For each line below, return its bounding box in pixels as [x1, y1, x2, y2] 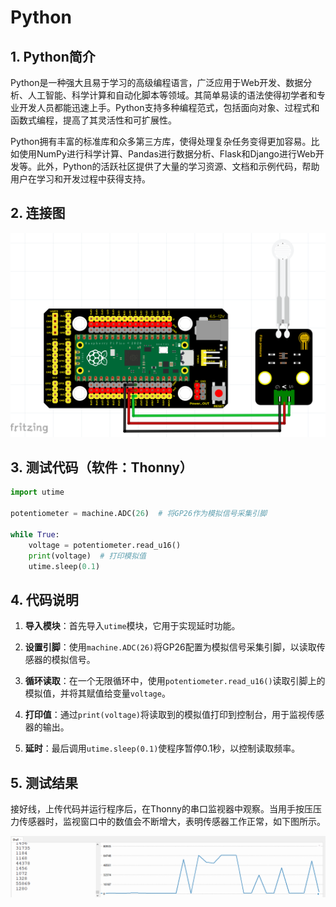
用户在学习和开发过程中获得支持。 [10, 173, 151, 185]
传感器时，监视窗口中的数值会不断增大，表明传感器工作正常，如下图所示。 [18, 816, 326, 828]
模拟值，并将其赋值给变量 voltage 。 [24, 687, 171, 700]
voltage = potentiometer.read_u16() [28, 540, 182, 550]
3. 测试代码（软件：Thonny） [10, 459, 193, 476]
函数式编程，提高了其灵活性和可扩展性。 [10, 114, 177, 126]
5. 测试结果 [10, 774, 78, 791]
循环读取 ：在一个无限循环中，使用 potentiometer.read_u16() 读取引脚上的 [24, 675, 326, 687]
